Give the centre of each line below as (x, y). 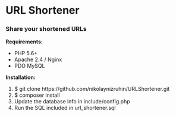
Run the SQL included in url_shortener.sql (65, 108)
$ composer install (37, 95)
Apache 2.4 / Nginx (38, 59)
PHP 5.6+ (26, 53)
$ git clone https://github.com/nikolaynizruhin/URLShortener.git (92, 89)
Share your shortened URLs (46, 29)
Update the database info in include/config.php (72, 102)
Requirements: (24, 42)
